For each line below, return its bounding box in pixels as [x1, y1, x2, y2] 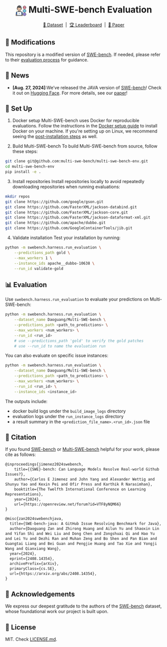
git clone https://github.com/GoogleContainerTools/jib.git [5, 225, 133, 231]
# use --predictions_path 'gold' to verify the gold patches [14, 338, 144, 343]
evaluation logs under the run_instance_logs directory [12, 413, 124, 419]
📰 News [5, 71, 29, 80]
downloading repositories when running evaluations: [12, 183, 121, 189]
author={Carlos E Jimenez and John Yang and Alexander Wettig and [14, 477, 155, 482]
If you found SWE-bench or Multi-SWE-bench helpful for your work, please [5, 446, 160, 452]
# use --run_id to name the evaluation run [14, 343, 106, 348]
